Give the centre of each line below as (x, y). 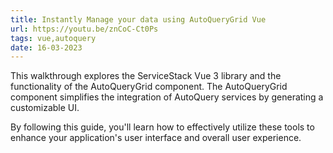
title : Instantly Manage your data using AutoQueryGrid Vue (138, 19)
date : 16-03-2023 (46, 47)
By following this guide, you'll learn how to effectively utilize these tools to (162, 127)
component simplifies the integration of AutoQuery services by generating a (167, 97)
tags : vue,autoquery (53, 38)
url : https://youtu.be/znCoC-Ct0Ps (84, 29)
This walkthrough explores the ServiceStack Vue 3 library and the (146, 76)
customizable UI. (45, 108)
